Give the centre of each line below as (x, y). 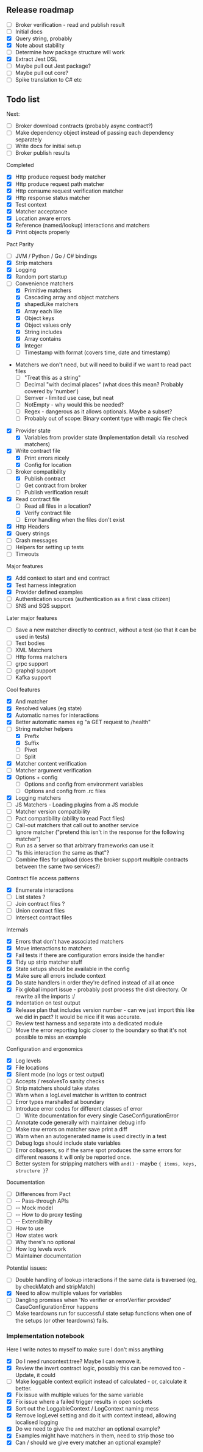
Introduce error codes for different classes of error (79, 1109)
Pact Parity (20, 244)
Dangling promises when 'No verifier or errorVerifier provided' (93, 1300)
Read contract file (37, 499)
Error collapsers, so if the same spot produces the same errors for (98, 1150)
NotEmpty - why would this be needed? (74, 405)
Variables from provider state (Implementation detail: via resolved (106, 438)
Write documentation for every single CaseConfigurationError (101, 1116)
